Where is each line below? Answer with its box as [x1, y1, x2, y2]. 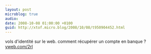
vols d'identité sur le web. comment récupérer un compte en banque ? [5, 38, 146, 44]
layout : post [5, 7, 32, 12]
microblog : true [5, 12, 38, 17]
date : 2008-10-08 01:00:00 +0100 [5, 20, 73, 26]
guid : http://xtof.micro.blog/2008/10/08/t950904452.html [5, 25, 125, 30]
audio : [5, 16, 19, 21]
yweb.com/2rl [5, 44, 33, 50]
